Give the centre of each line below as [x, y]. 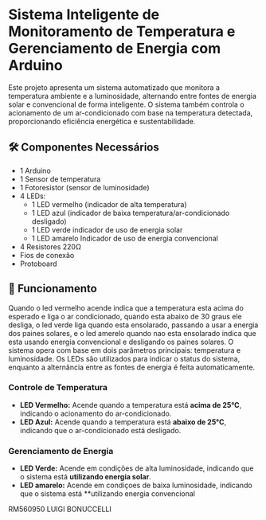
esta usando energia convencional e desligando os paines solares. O [121, 342]
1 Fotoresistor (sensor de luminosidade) [84, 187]
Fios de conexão [47, 255]
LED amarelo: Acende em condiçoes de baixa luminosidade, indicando [136, 485]
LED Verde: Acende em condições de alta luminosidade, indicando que [137, 468]
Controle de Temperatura [58, 388]
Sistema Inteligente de [84, 15]
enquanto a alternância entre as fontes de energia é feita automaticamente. [132, 367]
